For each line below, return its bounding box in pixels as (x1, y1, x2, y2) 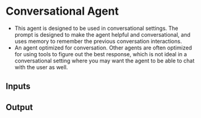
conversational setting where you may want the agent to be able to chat (14, 57, 195, 64)
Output (5, 102, 33, 112)
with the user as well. (14, 63, 68, 71)
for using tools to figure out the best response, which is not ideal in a (14, 50, 187, 57)
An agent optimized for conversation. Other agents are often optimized (14, 44, 192, 51)
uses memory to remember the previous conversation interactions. (14, 37, 182, 45)
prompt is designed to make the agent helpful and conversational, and (14, 31, 191, 38)
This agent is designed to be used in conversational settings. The (14, 24, 178, 32)
